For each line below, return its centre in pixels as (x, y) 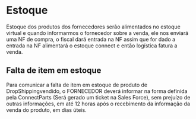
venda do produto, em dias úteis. (47, 110)
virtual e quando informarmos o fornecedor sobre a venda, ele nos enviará (97, 33)
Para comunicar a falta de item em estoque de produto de (77, 85)
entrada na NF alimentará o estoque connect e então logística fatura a (92, 46)
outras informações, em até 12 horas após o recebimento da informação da (98, 104)
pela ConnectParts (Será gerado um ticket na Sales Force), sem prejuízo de (98, 97)
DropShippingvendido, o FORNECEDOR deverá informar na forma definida (97, 91)
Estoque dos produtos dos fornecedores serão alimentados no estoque (94, 27)
